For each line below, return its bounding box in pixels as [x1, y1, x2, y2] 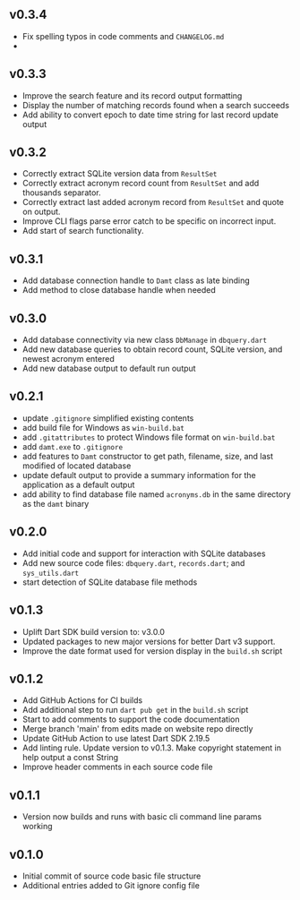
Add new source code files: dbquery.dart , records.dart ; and [21, 557, 245, 568]
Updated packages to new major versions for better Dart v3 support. [21, 636, 276, 647]
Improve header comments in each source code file [21, 761, 213, 773]
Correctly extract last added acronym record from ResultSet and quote [21, 197, 285, 208]
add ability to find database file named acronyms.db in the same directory [21, 488, 291, 500]
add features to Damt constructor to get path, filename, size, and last [21, 450, 274, 461]
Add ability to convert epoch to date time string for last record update [21, 109, 279, 120]
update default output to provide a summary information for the [21, 469, 257, 480]
